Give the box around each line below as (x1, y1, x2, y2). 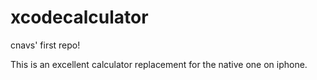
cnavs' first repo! (10, 39, 81, 51)
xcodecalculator (10, 6, 149, 29)
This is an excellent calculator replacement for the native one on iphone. (10, 58, 308, 70)
